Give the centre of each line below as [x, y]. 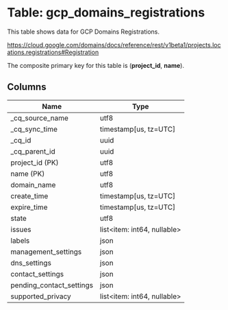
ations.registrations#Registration [53, 52]
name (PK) [28, 174]
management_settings [46, 252]
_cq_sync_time [34, 129]
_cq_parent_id [33, 151]
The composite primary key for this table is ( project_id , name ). [96, 65]
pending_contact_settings [52, 285]
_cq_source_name [39, 118]
